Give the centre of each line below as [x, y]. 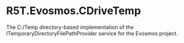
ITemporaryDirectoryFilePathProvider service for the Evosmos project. [92, 33]
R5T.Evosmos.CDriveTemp [74, 11]
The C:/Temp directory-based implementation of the [70, 27]
